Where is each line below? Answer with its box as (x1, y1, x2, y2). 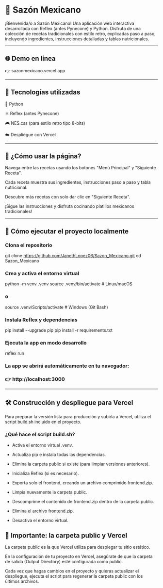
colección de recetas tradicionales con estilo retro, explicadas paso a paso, (5, 31, 156, 36)
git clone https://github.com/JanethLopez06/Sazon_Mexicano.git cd (5, 253, 142, 259)
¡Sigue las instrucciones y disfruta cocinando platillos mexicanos (5, 203, 134, 209)
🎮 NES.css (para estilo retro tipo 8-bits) (5, 120, 85, 126)
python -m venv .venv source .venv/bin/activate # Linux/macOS (5, 281, 132, 287)
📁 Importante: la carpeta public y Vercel (5, 531, 128, 539)
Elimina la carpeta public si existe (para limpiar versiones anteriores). (12, 461, 150, 467)
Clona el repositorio (5, 242, 52, 248)
